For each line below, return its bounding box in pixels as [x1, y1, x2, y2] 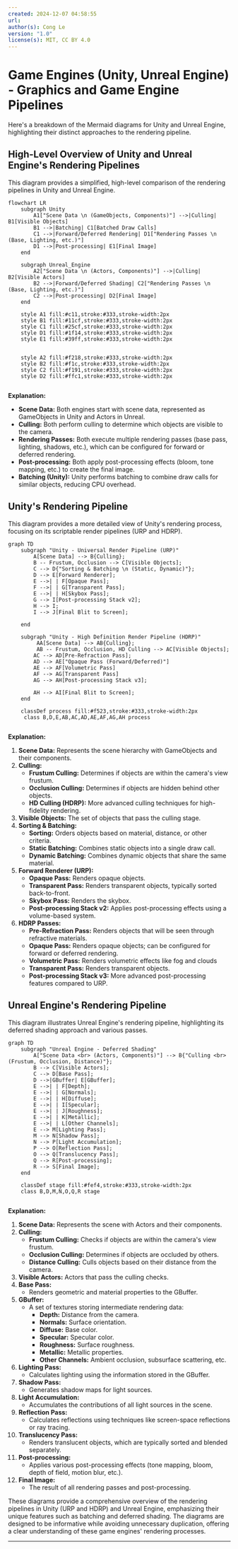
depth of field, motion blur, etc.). [28, 1468, 123, 1476]
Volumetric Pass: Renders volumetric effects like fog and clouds [28, 956, 218, 965]
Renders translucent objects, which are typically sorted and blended [28, 1438, 228, 1446]
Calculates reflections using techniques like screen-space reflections [28, 1415, 230, 1424]
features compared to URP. [28, 978, 108, 987]
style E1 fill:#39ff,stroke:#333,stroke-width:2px [20, 335, 173, 343]
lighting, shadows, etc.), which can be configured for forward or [18, 443, 205, 451]
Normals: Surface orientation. [39, 1318, 127, 1326]
